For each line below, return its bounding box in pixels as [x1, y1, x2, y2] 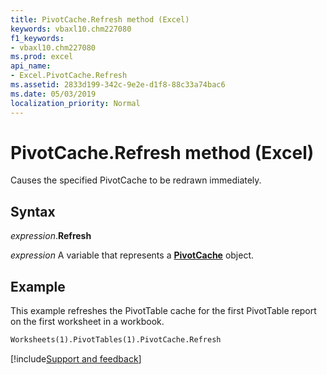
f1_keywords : [10, 33, 65, 43]
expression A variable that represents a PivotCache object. [10, 249, 255, 261]
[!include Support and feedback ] [10, 352, 142, 365]
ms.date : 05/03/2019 [10, 89, 97, 99]
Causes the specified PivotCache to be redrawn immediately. [10, 174, 262, 186]
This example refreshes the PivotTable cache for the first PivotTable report [10, 305, 317, 317]
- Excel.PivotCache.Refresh [10, 71, 128, 81]
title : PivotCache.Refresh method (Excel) [10, 14, 190, 25]
